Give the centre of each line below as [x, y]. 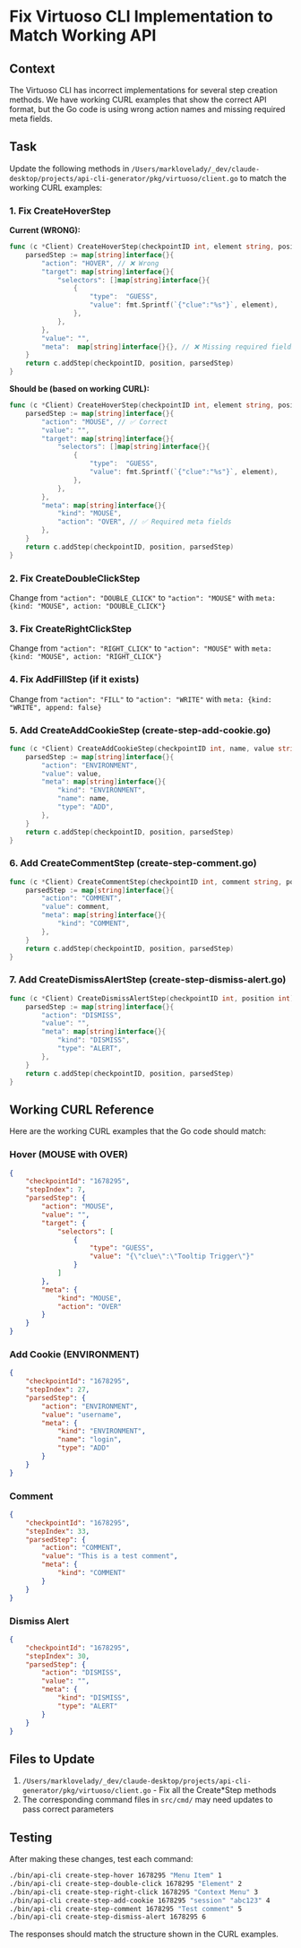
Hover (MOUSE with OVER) [69, 1155]
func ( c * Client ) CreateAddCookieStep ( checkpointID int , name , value [142, 749]
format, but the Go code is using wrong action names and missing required [147, 109]
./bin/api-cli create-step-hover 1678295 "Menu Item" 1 [116, 1875]
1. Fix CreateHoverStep [60, 211]
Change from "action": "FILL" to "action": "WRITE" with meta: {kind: [141, 699]
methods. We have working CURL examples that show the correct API [138, 100]
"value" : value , [72, 774]
